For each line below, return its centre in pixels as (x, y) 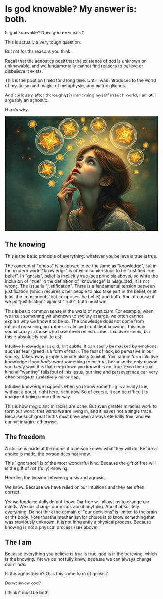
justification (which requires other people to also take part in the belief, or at (81, 291)
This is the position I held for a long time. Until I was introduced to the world (81, 80)
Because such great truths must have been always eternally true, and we (78, 416)
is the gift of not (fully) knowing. (37, 468)
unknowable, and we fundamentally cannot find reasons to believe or (74, 66)
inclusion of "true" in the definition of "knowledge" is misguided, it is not (77, 281)
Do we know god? (23, 583)
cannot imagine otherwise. (32, 421)
